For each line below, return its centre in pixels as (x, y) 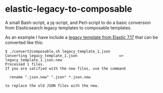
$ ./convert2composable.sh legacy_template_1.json (58, 51)
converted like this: (24, 42)
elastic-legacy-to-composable (69, 9)
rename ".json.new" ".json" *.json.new (50, 77)
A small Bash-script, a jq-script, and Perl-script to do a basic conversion (78, 23)
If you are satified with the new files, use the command (65, 69)
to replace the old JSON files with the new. (52, 86)
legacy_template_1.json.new (34, 60)
